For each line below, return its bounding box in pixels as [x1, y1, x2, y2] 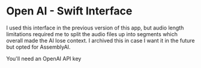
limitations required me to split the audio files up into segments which [6, 30, 178, 37]
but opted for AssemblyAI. [6, 43, 71, 51]
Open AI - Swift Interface [6, 4, 133, 18]
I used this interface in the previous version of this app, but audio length [6, 24, 184, 31]
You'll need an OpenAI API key [6, 55, 82, 62]
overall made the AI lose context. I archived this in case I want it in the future [6, 37, 195, 44]
